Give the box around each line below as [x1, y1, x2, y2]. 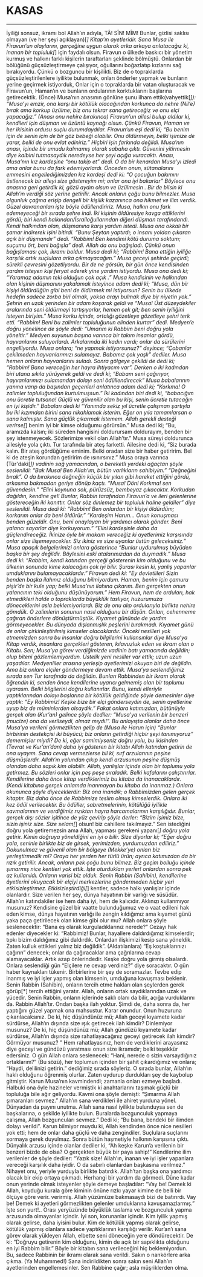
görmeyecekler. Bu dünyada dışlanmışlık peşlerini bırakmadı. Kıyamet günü [6, 621, 194, 628]
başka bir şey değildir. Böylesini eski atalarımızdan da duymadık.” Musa [6, 550, 186, 557]
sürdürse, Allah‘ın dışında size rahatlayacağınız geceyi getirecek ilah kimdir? [6, 1032, 195, 1040]
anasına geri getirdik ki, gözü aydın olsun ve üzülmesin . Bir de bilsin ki [6, 183, 182, 191]
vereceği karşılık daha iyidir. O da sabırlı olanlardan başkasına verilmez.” [6, 1161, 185, 1168]
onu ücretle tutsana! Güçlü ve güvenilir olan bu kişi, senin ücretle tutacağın [6, 396, 193, 403]
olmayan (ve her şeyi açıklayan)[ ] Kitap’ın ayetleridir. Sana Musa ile [6, 36, 174, 43]
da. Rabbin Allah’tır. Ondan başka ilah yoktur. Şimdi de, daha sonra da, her [6, 1000, 190, 1008]
